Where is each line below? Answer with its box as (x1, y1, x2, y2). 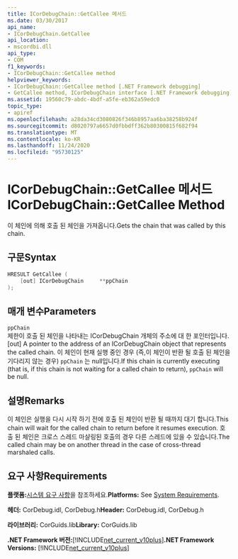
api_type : (7, 50, 37, 57)
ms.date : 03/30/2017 (7, 17, 69, 24)
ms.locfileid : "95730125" (7, 149, 84, 156)
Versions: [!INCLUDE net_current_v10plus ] (7, 543, 130, 552)
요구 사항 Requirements (7, 470, 108, 482)
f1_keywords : (7, 63, 46, 70)
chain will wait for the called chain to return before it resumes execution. (7, 424, 218, 432)
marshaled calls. (7, 448, 55, 456)
